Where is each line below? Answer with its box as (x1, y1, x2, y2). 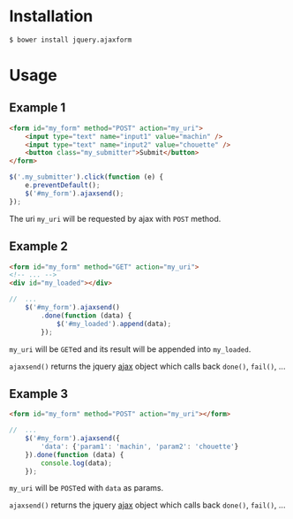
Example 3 (9, 386, 69, 401)
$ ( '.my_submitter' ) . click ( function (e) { (9, 172, 164, 182)
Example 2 (9, 239, 68, 254)
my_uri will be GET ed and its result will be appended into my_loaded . (9, 343, 252, 355)
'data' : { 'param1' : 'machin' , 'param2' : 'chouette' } (41, 442, 239, 451)
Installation (9, 6, 94, 27)
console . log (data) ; (41, 458, 113, 468)
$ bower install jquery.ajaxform (9, 35, 132, 44)
